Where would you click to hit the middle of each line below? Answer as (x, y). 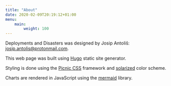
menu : (11, 19)
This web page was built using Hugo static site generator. (66, 58)
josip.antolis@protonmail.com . (37, 49)
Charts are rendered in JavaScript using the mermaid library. (69, 78)
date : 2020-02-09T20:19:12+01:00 (41, 15)
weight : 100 (36, 29)
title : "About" (21, 10)
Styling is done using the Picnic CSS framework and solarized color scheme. (86, 68)
